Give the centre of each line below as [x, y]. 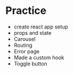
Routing [23, 45]
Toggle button [30, 63]
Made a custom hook [39, 57]
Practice [26, 11]
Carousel [25, 39]
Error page [27, 51]
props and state [32, 32]
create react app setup [41, 27]
